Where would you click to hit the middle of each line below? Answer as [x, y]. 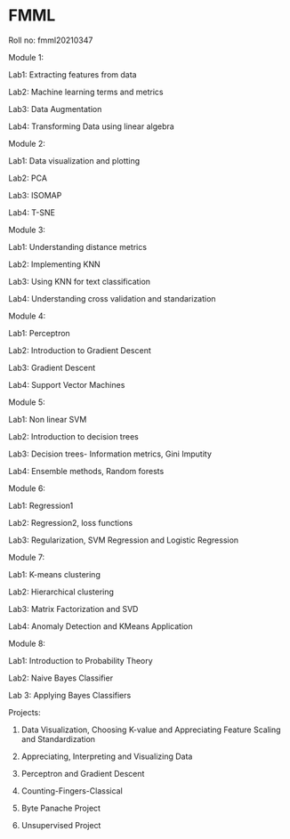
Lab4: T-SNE [32, 212]
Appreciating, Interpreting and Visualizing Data [107, 756]
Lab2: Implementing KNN [54, 264]
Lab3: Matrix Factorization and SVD [73, 609]
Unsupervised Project [61, 825]
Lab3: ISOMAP [35, 195]
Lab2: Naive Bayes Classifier [60, 678]
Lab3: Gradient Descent [52, 367]
